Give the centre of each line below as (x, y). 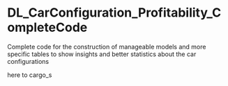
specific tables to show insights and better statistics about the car (102, 54)
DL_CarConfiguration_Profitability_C (114, 13)
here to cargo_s (30, 75)
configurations (28, 61)
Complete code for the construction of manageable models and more (107, 46)
